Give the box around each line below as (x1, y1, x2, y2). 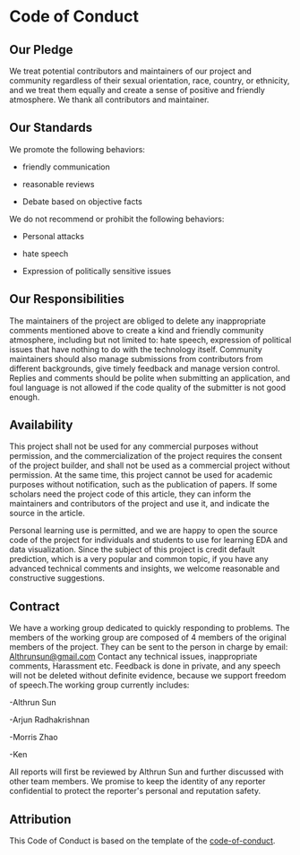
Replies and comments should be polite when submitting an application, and (9, 372, 291, 383)
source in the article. (9, 508, 85, 519)
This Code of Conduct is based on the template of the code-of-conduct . (9, 835, 276, 846)
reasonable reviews (21, 178, 95, 189)
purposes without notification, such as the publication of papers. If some (9, 479, 278, 490)
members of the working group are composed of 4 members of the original (9, 632, 287, 643)
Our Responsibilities (9, 291, 125, 307)
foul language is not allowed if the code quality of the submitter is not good (9, 382, 287, 393)
